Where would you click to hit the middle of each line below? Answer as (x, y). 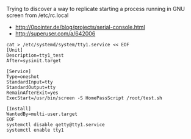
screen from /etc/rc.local (38, 15)
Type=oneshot (23, 77)
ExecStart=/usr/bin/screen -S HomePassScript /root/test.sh (85, 98)
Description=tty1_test (35, 55)
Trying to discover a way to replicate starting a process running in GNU (95, 9)
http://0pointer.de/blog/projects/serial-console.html (80, 27)
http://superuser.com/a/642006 (55, 34)
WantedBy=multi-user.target (42, 114)
